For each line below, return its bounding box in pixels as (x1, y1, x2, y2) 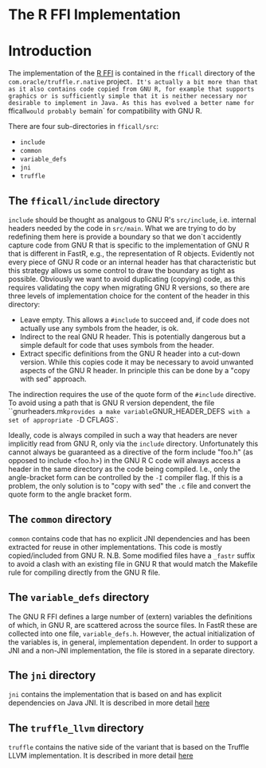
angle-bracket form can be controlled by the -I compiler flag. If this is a (8, 472, 244, 482)
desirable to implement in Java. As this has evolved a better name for (8, 99, 255, 107)
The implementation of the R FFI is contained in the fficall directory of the (8, 68, 256, 78)
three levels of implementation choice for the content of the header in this (8, 290, 250, 300)
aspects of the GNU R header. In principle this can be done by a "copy (19, 365, 251, 375)
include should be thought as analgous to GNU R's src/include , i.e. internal (8, 215, 256, 224)
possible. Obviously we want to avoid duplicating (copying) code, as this (8, 274, 246, 283)
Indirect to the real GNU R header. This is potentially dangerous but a (19, 332, 246, 341)
